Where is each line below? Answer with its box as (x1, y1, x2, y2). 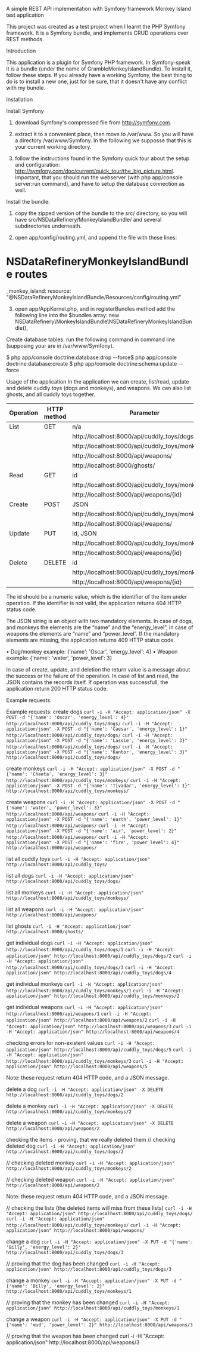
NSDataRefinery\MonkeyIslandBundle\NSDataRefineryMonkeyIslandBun (14, 318, 192, 325)
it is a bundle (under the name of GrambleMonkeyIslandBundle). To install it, (6, 65, 192, 72)
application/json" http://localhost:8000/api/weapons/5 (6, 1063, 148, 1069)
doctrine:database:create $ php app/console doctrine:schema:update (6, 360, 177, 367)
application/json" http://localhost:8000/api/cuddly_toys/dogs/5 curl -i (6, 1047, 192, 1053)
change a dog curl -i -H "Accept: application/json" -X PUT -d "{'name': (6, 1238, 193, 1245)
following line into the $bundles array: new (14, 311, 120, 318)
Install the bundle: (6, 198, 50, 205)
